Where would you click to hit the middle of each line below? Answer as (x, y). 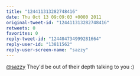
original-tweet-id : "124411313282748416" (58, 22)
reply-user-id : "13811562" (39, 45)
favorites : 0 (22, 34)
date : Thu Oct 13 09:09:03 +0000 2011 (54, 17)
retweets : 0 (21, 28)
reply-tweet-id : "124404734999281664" (54, 39)
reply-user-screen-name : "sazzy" (47, 50)
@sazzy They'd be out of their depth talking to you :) (70, 67)
